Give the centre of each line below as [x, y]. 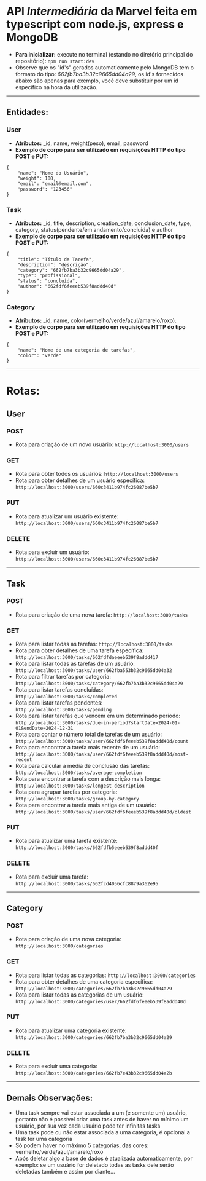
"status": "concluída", [48, 281]
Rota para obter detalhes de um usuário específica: [80, 480]
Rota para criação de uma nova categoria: [68, 939]
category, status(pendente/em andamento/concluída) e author [94, 229]
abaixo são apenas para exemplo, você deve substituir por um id [97, 81]
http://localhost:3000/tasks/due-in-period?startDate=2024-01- [98, 723]
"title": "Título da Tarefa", [56, 259]
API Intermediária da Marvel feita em [102, 11]
